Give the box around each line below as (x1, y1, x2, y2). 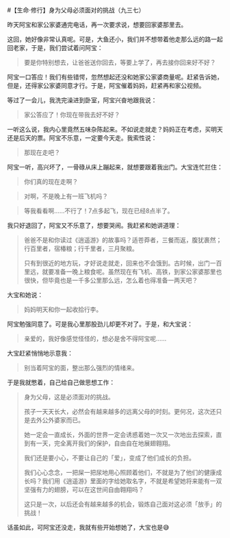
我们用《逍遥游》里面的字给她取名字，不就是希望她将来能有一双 (42, 477, 222, 485)
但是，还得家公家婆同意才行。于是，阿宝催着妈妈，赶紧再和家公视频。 (7, 82, 205, 89)
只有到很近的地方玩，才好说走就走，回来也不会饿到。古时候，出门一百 (23, 259, 222, 267)
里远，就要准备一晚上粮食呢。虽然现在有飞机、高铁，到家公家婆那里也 (23, 268, 222, 276)
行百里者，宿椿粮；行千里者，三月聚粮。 (23, 244, 138, 253)
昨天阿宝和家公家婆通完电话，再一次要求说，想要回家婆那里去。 (7, 21, 187, 29)
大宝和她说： (7, 291, 43, 299)
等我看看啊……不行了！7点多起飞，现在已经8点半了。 (23, 207, 174, 215)
